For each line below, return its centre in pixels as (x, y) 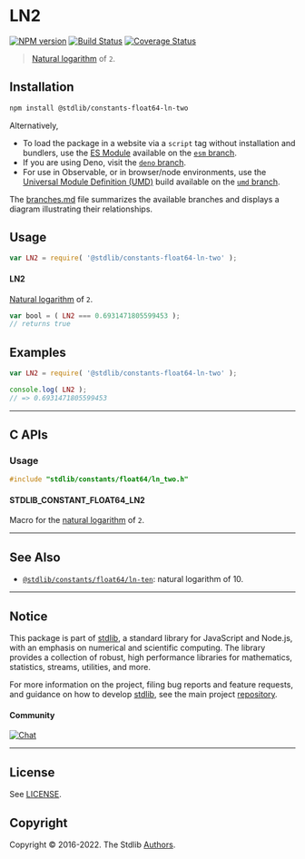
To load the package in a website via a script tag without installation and (159, 143)
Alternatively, (34, 125)
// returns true (40, 324)
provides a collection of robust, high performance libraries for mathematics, (151, 657)
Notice (29, 616)
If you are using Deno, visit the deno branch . (104, 162)
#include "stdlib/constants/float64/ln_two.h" (99, 479)
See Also (35, 557)
